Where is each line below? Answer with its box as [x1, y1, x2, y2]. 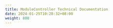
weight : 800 [5, 16, 29, 20]
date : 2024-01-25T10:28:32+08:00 [5, 11, 73, 16]
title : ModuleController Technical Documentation [5, 7, 109, 12]
